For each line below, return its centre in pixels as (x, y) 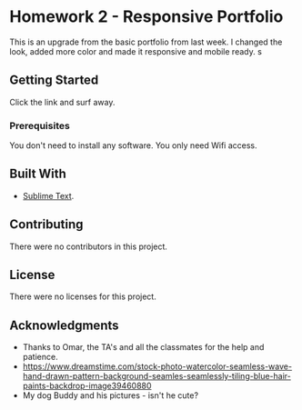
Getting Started (54, 80)
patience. (40, 357)
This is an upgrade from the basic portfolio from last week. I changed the (146, 42)
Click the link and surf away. (62, 102)
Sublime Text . (48, 195)
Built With (38, 174)
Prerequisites (40, 125)
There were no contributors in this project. (89, 246)
